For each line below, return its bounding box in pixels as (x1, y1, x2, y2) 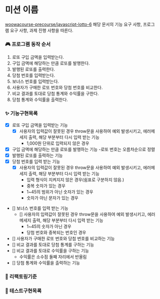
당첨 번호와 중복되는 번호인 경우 (26, 229, 86, 235)
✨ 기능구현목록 (5, 110, 38, 117)
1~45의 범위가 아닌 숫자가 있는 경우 (26, 189, 94, 195)
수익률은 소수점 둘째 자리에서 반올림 (19, 253, 87, 260)
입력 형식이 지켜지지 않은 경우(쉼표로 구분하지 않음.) (26, 177, 125, 183)
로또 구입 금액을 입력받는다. (12, 54, 64, 60)
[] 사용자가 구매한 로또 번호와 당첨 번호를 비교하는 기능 (12, 235, 115, 241)
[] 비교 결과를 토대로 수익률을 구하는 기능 (12, 248, 89, 253)
